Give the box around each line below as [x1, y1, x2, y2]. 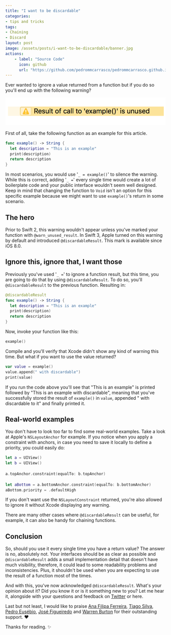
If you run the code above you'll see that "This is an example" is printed [5, 384, 155, 390]
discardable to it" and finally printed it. [5, 400, 85, 406]
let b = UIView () [5, 461, 42, 466]
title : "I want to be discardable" [5, 8, 81, 13]
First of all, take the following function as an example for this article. [5, 130, 148, 136]
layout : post [5, 41, 33, 46]
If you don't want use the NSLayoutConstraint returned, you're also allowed [5, 496, 162, 503]
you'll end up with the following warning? [5, 87, 92, 94]
